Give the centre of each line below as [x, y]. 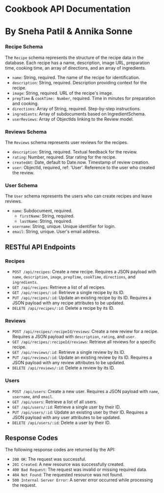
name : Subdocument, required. [42, 211]
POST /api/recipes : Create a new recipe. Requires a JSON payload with [84, 271]
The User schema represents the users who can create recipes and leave [79, 196]
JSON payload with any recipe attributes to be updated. [68, 303]
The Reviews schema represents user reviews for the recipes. [67, 142]
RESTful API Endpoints [40, 247]
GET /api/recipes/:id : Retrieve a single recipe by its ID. [68, 292]
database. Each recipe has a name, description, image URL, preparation [78, 63]
